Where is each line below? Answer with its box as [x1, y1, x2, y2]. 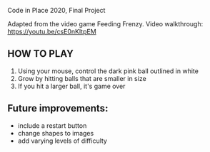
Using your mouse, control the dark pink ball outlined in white [17, 67, 199, 75]
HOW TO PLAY [7, 48, 74, 60]
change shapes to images [17, 129, 94, 137]
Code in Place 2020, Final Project [7, 6, 106, 14]
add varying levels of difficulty [17, 136, 107, 145]
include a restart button [17, 121, 87, 130]
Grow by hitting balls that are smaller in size [17, 74, 146, 82]
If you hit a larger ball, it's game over [17, 82, 126, 90]
